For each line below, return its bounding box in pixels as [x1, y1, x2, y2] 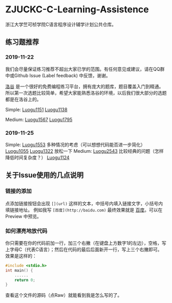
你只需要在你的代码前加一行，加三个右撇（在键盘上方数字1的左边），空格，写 [5, 240, 166, 246]
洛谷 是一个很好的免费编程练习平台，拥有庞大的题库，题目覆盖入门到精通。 [5, 83, 164, 90]
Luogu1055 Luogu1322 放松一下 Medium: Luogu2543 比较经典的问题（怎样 [5, 148, 164, 154]
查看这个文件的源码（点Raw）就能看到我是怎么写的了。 [5, 292, 122, 298]
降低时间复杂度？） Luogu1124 [5, 154, 70, 161]
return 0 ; [14, 277, 36, 282]
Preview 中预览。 [5, 213, 42, 219]
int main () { [5, 268, 33, 273]
